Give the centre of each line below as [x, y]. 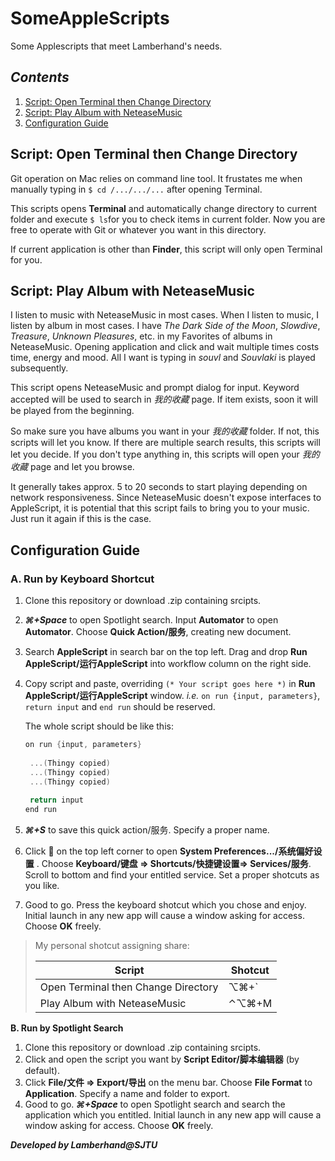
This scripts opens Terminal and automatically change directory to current [164, 208]
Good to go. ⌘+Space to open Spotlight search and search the [155, 1104]
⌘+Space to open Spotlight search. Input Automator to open [151, 620]
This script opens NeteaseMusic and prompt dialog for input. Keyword [155, 388]
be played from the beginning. [72, 411]
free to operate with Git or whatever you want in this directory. [138, 229]
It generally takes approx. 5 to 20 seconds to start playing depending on [159, 487]
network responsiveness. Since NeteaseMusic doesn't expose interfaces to [166, 498]
